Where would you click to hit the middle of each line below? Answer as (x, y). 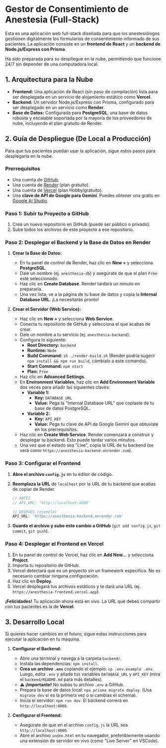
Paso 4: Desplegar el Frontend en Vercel (55, 544)
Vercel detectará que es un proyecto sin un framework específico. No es (86, 571)
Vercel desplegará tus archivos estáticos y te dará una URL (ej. (77, 586)
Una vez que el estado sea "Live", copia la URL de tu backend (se (86, 445)
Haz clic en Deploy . (32, 581)
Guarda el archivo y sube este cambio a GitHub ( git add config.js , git (86, 526)
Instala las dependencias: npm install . (59, 664)
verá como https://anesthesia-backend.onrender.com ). (76, 451)
